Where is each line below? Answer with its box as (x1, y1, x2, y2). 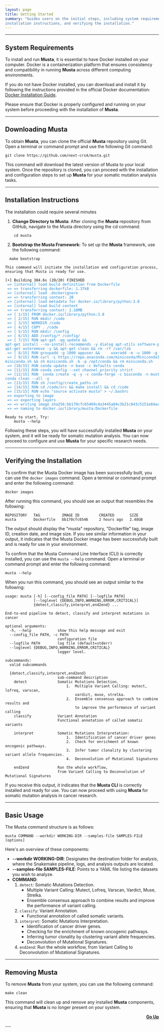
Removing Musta (5, 968, 58, 976)
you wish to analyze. (12, 872, 54, 877)
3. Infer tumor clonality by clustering (66, 748, 152, 753)
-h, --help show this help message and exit (9, 628, 125, 633)
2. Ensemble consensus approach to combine (66, 696, 159, 701)
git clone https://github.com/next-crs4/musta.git (5, 153, 110, 158)
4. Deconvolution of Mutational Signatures (66, 756, 159, 761)
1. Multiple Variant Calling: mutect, (66, 683, 147, 689)
